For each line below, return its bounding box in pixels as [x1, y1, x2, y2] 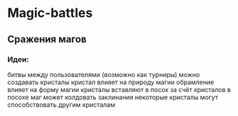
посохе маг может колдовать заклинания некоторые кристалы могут [7, 93, 219, 101]
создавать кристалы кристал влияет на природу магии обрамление [7, 78, 215, 86]
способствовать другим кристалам [7, 100, 116, 109]
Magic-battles [7, 5, 93, 21]
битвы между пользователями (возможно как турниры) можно [7, 70, 200, 79]
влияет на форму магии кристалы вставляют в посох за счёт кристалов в [7, 85, 231, 93]
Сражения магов [7, 33, 87, 45]
